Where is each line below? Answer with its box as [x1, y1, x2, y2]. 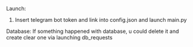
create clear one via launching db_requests [6, 34, 113, 41]
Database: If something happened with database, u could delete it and [6, 28, 179, 35]
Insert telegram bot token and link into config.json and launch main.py [14, 16, 187, 23]
